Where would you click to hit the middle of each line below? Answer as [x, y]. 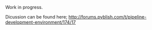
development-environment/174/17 [41, 22]
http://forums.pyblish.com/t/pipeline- [107, 17]
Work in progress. [24, 7]
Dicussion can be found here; [36, 17]
